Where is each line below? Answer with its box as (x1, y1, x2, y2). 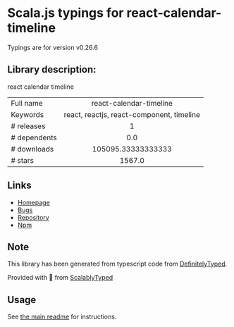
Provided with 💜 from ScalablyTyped (7, 273, 113, 282)
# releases (11, 121, 46, 131)
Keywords (11, 109, 44, 119)
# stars (11, 155, 34, 165)
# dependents (11, 132, 58, 142)
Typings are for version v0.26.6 (7, 43, 99, 51)
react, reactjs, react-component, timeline (63, 109, 201, 119)
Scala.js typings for (7, 5, 124, 21)
